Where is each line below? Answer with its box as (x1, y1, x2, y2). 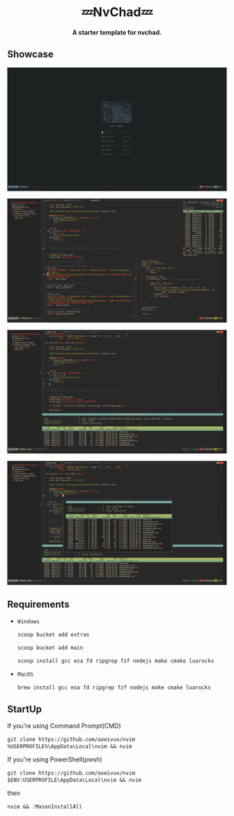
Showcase (7, 48, 54, 60)
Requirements (7, 598, 70, 610)
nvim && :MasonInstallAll (7, 803, 82, 810)
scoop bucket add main (17, 644, 84, 652)
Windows (17, 618, 40, 625)
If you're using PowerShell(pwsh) (7, 755, 102, 764)
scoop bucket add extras (17, 632, 90, 639)
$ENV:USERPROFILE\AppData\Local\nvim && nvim (7, 777, 141, 784)
